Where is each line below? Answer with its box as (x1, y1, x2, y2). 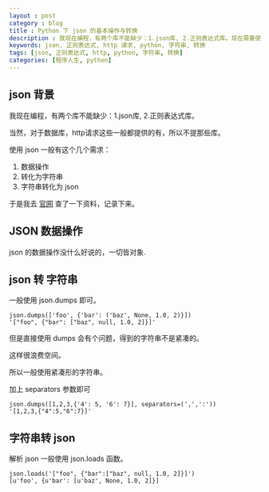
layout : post (9, 11, 57, 20)
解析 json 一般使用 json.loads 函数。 (9, 454, 128, 464)
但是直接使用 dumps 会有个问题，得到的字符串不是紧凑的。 (9, 334, 204, 343)
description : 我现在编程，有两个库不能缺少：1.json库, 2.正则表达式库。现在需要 (9, 34, 255, 42)
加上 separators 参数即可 (9, 385, 91, 394)
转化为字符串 (20, 171, 63, 181)
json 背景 (9, 88, 55, 102)
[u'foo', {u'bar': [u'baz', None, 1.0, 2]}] (9, 477, 160, 485)
